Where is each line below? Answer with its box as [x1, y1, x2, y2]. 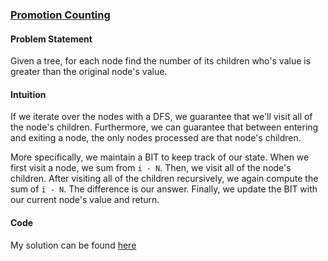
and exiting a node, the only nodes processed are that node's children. [10, 132, 302, 144]
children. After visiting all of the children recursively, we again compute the [10, 173, 319, 185]
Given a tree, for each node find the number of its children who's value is [10, 55, 312, 67]
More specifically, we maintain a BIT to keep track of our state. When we [10, 151, 310, 163]
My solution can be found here [10, 239, 137, 251]
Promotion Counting [10, 8, 111, 22]
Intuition [10, 88, 47, 100]
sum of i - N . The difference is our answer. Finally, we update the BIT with [10, 183, 318, 195]
